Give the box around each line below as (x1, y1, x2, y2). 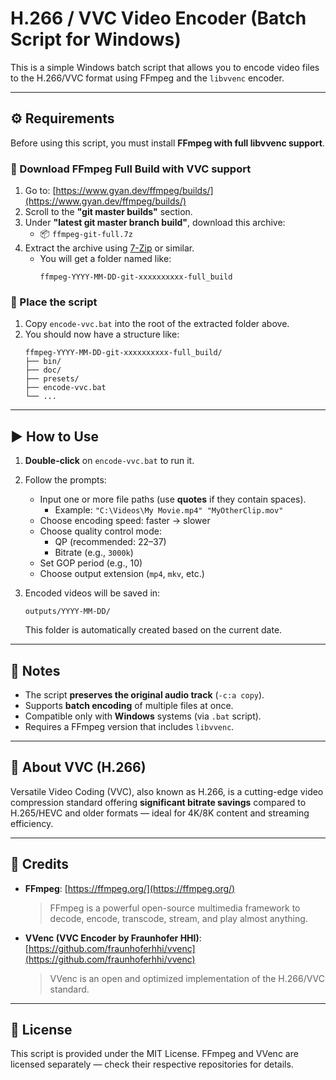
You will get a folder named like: (39, 253, 172, 265)
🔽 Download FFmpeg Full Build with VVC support (10, 162, 252, 176)
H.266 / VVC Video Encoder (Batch (10, 7, 307, 30)
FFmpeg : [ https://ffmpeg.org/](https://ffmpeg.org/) (24, 882, 236, 894)
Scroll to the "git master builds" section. (24, 206, 193, 218)
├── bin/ (24, 357, 62, 367)
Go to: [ (24, 185, 57, 197)
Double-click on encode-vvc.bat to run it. (24, 455, 195, 467)
